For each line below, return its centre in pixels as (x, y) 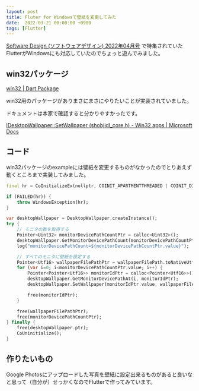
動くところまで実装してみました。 (48, 174)
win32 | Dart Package (33, 89)
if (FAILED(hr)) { (29, 197)
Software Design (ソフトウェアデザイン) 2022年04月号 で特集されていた (95, 46)
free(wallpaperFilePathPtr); (53, 311)
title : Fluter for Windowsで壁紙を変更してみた (61, 17)
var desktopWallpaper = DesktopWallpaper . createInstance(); (82, 218)
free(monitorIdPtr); (53, 295)
